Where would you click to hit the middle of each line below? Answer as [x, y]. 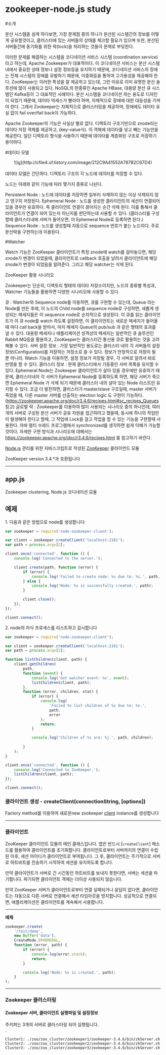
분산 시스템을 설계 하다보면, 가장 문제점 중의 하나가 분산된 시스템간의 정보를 [78, 34]
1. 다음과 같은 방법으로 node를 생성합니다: [45, 522]
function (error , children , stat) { [61, 692]
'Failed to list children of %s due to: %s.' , [98, 706]
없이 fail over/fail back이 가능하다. [43, 113]
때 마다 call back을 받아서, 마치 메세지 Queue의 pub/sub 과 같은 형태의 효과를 [81, 327]
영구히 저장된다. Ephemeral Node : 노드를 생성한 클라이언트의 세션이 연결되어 [85, 201]
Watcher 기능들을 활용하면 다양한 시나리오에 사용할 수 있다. [62, 292]
